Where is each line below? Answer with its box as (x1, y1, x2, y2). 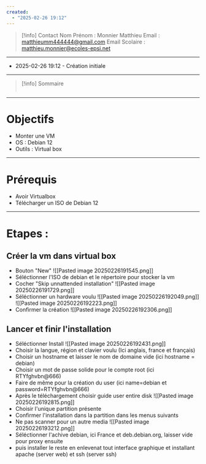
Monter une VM (15, 132, 55, 140)
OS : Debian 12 (15, 139, 53, 146)
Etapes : (6, 226, 49, 241)
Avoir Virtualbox (15, 193, 56, 200)
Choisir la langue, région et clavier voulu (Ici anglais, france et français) (15, 346, 196, 354)
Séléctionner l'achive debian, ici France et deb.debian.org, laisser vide (15, 431, 193, 438)
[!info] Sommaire (21, 80, 64, 87)
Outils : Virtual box (15, 145, 63, 153)
